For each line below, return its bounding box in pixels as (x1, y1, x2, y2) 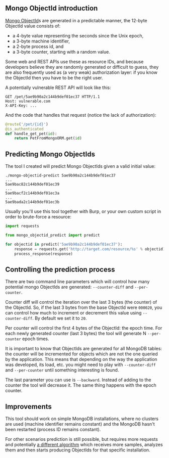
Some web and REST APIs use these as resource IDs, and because (5, 58, 144, 65)
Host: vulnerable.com (5, 99, 51, 104)
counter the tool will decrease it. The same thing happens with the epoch (5, 382, 157, 388)
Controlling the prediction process (5, 265, 115, 273)
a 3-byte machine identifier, (12, 38, 70, 44)
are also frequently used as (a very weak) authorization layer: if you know (5, 69, 157, 75)
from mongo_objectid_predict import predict (5, 233, 100, 238)
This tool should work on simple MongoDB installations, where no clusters (5, 416, 158, 422)
